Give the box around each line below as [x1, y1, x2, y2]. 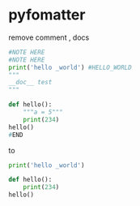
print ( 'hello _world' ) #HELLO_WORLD [8, 63, 132, 71]
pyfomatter [8, 6, 86, 24]
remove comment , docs [8, 32, 90, 42]
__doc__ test [8, 79, 53, 87]
